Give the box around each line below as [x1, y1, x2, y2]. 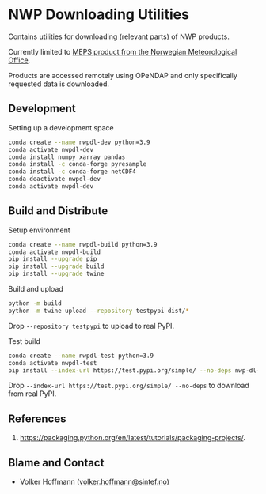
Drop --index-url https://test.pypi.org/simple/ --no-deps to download [8, 381, 249, 390]
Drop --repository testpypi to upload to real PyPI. [8, 321, 175, 330]
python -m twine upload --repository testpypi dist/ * [8, 307, 190, 315]
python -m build [8, 300, 62, 307]
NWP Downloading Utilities [8, 6, 190, 24]
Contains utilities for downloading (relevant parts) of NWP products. [8, 32, 230, 41]
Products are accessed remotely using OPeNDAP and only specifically [8, 70, 237, 80]
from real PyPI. [8, 389, 57, 398]
